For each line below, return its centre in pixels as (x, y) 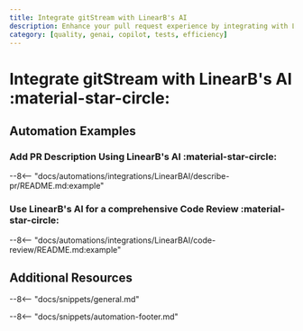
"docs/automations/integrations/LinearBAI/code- (125, 240)
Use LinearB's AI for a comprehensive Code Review (124, 210)
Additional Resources (71, 277)
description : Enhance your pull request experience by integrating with (149, 26)
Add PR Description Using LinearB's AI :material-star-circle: (143, 157)
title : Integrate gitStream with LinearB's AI (98, 18)
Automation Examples (73, 131)
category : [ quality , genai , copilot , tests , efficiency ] (119, 34)
